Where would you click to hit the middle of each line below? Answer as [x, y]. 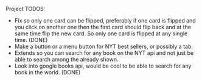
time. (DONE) [31, 40]
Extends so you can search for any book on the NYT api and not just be [104, 53]
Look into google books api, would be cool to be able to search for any [103, 66]
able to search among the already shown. [67, 59]
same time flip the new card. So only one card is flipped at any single [101, 33]
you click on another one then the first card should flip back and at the [103, 27]
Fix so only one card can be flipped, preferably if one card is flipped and [105, 20]
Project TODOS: [26, 9]
